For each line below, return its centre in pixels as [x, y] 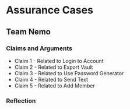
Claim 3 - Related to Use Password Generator [69, 73]
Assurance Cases [50, 10]
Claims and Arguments [39, 48]
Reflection [21, 101]
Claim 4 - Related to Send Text [51, 79]
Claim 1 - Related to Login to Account [59, 61]
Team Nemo [28, 32]
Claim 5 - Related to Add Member [55, 86]
